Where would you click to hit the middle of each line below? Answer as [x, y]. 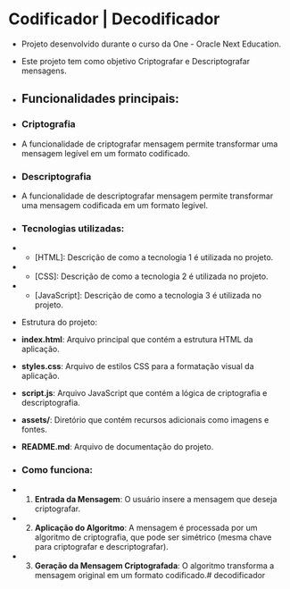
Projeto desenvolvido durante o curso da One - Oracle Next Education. [151, 44]
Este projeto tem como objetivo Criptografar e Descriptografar [136, 61]
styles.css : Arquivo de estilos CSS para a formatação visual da [137, 366]
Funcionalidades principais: [100, 99]
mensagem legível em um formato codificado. [106, 153]
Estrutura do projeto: [59, 323]
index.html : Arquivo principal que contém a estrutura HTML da [137, 340]
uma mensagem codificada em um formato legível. [115, 205]
